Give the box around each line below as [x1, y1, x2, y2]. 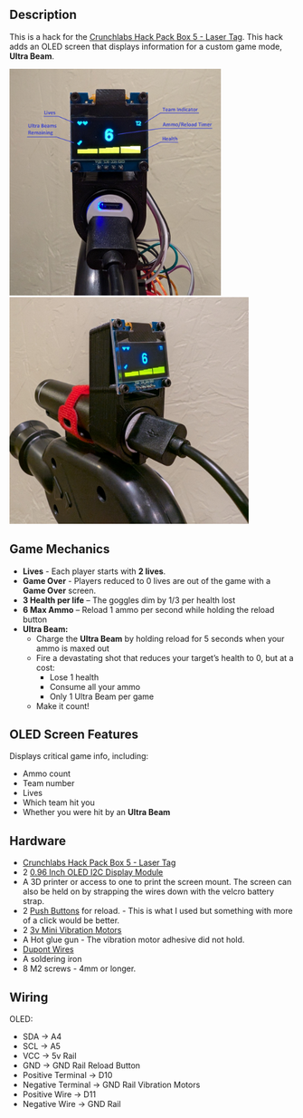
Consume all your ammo [49, 681, 141, 692]
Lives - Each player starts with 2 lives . [22, 566, 166, 577]
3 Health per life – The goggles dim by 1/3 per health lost [22, 594, 236, 606]
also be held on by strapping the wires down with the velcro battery [22, 886, 274, 897]
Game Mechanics [9, 541, 110, 557]
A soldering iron [22, 954, 82, 965]
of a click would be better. [22, 915, 120, 926]
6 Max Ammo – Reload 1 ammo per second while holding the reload [22, 604, 275, 615]
